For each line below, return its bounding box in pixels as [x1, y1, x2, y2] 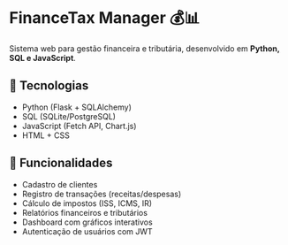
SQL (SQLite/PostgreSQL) [21, 111, 117, 121]
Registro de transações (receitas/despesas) [21, 188, 182, 199]
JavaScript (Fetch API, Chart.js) [21, 120, 137, 131]
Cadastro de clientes [21, 179, 98, 189]
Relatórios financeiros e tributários [21, 207, 148, 218]
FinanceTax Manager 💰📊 [9, 8, 201, 28]
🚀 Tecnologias [9, 78, 89, 94]
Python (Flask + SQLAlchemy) [21, 102, 133, 112]
